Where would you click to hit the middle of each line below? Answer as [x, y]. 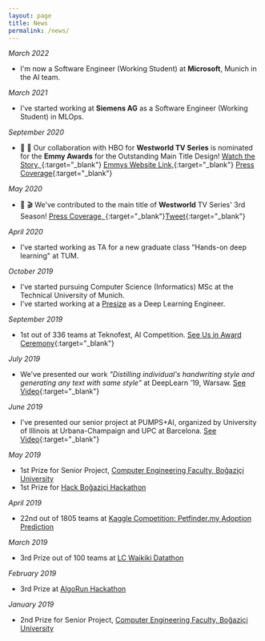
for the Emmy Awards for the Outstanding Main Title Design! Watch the [137, 156]
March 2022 [29, 54]
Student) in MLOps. [52, 117]
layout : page [30, 16]
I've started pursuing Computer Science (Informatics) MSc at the [126, 287]
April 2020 [26, 232]
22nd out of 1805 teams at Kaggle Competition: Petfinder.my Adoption [136, 519]
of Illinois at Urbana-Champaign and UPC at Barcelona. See [118, 431]
